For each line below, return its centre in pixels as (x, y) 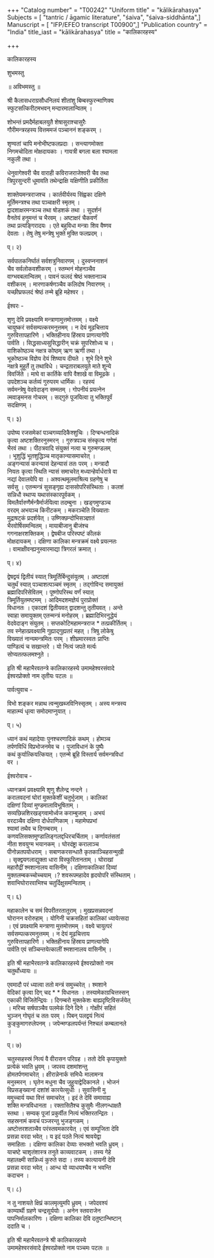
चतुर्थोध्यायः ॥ (22, 971)
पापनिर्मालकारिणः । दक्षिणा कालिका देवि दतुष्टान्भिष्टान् (64, 1218)
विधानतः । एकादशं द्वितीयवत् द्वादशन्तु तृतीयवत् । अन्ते (65, 608)
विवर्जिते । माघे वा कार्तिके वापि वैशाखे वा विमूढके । (61, 374)
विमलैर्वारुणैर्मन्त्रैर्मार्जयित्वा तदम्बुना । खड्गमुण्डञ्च (59, 502)
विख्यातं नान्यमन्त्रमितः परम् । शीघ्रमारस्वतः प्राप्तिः (58, 639)
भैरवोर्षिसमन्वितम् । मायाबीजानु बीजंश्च (48, 526)
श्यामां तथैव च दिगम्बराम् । (35, 828)
